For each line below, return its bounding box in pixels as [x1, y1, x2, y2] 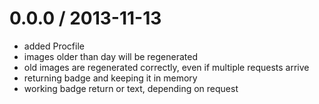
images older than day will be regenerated [23, 50, 199, 62]
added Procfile [23, 40, 85, 52]
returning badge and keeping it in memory [23, 72, 198, 84]
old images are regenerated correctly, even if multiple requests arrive [23, 61, 310, 73]
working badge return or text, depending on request [23, 82, 239, 94]
